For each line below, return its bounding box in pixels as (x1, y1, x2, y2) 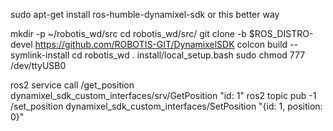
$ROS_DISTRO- (248, 28, 314, 39)
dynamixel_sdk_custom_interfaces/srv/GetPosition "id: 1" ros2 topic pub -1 (10, 90, 317, 101)
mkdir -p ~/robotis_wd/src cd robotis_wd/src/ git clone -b (10, 28, 247, 39)
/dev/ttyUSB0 (10, 60, 67, 71)
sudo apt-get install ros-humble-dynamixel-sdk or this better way (10, 9, 280, 20)
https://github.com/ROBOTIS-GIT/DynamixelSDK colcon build (34, 39, 288, 50)
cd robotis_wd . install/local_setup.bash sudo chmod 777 (71, 49, 306, 61)
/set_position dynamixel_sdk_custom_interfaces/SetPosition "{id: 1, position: (10, 100, 323, 112)
